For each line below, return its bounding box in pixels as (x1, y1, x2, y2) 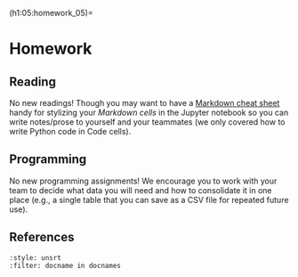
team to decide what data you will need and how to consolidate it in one (9, 184, 273, 195)
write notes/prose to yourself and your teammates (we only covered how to (9, 117, 286, 127)
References (9, 230, 75, 245)
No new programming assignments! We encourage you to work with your (9, 175, 278, 186)
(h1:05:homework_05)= (9, 8, 93, 18)
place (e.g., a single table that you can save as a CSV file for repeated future (9, 194, 289, 205)
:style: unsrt (9, 253, 62, 262)
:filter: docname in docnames (9, 261, 122, 270)
